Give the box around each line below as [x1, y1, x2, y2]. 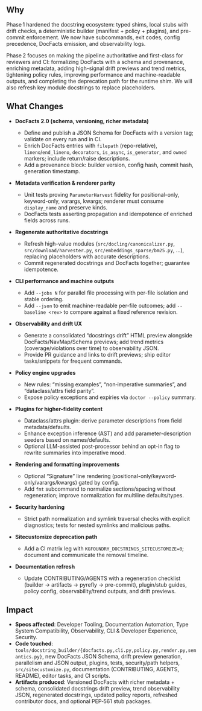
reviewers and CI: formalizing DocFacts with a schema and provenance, [6, 58, 185, 65]
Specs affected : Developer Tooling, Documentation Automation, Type [14, 621, 189, 628]
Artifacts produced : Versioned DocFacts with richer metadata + [14, 678, 175, 686]
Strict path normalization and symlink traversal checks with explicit [24, 515, 190, 522]
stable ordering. [24, 295, 64, 302]
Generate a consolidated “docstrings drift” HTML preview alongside [24, 331, 193, 339]
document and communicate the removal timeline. [24, 551, 149, 558]
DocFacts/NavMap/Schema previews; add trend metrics [24, 338, 164, 345]
